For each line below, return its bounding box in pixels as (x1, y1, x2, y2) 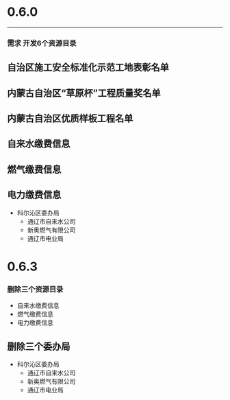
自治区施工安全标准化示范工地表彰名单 (7, 62, 169, 73)
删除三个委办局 (7, 340, 71, 352)
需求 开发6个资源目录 (7, 38, 77, 48)
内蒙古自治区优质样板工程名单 (7, 113, 133, 124)
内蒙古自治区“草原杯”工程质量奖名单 (7, 87, 161, 99)
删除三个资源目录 (7, 284, 64, 294)
